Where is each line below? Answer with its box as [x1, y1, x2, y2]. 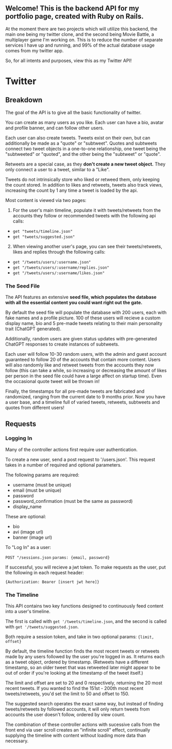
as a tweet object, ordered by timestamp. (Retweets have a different [5, 659, 149, 665]
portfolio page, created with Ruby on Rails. [5, 12, 144, 21]
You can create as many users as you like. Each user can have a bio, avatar [5, 119, 164, 125]
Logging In [5, 435, 32, 442]
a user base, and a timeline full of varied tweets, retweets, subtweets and [5, 399, 160, 406]
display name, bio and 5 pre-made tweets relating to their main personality [5, 320, 163, 327]
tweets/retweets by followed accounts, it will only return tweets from [5, 706, 150, 712]
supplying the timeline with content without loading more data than [5, 733, 146, 739]
